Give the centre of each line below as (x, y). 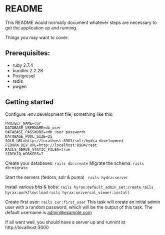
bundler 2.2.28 (28, 70)
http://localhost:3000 (27, 227)
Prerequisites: (27, 53)
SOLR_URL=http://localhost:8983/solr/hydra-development (64, 141)
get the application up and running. (41, 27)
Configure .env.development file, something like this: (59, 114)
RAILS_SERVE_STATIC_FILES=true (38, 149)
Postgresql (23, 76)
